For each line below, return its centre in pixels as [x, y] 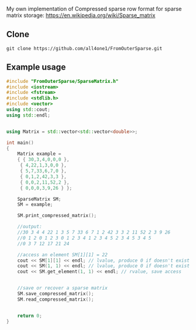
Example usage [36, 67]
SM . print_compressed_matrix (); [57, 216]
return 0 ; [30, 316]
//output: [30, 227]
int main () [20, 143]
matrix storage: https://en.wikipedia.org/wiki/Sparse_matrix [81, 15]
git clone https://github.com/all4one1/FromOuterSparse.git [85, 48]
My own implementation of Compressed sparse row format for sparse [94, 9]
